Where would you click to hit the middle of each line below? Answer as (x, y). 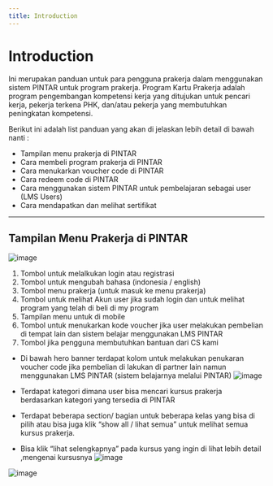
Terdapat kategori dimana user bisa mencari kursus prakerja (121, 392)
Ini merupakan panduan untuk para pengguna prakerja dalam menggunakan (136, 79)
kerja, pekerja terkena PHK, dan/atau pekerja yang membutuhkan (118, 104)
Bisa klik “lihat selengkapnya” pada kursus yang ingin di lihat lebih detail (141, 449)
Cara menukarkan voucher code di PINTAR (92, 171)
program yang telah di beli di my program (89, 308)
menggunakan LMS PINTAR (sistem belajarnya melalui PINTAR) (126, 375)
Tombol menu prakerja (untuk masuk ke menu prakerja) (113, 291)
